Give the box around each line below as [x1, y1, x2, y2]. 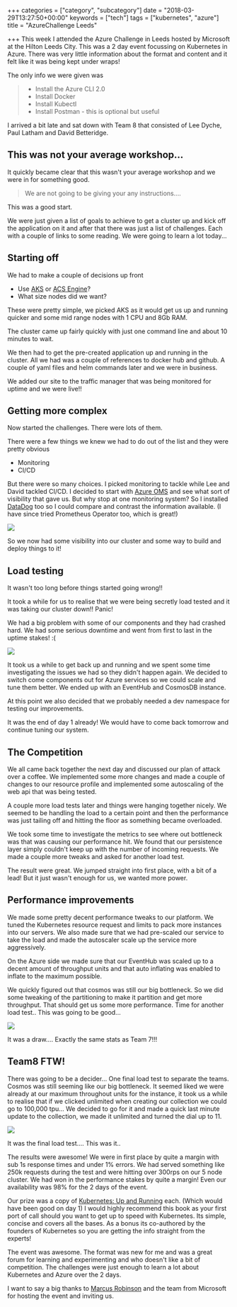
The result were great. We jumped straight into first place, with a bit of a [7, 866, 217, 875]
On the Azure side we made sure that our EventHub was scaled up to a [7, 957, 214, 965]
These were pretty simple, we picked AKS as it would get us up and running [7, 306, 229, 314]
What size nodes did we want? [17, 292, 108, 300]
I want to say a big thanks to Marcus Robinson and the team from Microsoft [7, 1284, 226, 1292]
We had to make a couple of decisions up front [7, 270, 144, 279]
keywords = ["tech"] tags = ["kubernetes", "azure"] [69, 13, 219, 22]
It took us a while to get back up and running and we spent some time [7, 661, 211, 669]
